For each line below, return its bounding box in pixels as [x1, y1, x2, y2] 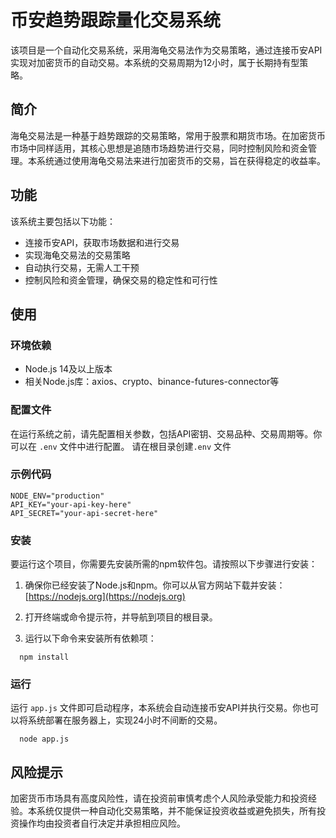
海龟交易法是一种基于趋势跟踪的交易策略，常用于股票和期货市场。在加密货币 [10, 129, 326, 141]
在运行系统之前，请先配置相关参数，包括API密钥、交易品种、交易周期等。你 [10, 427, 323, 440]
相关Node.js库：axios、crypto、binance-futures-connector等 [24, 376, 280, 388]
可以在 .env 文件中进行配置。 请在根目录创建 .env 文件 [10, 440, 232, 452]
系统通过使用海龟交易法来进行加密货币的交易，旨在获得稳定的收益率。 [36, 154, 326, 166]
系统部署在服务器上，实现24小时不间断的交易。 [27, 714, 223, 726]
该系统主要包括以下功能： [10, 215, 116, 227]
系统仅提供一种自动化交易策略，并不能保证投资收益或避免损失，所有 [36, 805, 317, 817]
